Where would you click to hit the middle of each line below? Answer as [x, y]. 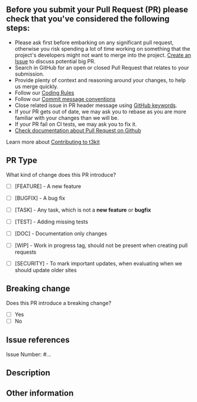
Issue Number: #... [29, 354]
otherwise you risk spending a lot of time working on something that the [102, 48]
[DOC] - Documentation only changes [61, 234]
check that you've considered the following [88, 19]
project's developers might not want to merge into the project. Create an [103, 55]
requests [25, 252]
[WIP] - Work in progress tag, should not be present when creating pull [101, 245]
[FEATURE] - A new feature [48, 186]
